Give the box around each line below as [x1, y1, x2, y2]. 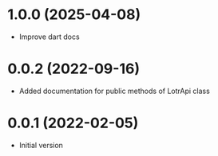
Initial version [18, 140, 63, 150]
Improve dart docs [18, 32, 81, 41]
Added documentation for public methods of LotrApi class [18, 86, 211, 96]
